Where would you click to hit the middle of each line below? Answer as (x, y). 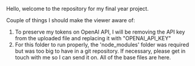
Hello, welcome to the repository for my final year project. (77, 9)
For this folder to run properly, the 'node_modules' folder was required (102, 45)
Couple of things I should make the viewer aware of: (71, 20)
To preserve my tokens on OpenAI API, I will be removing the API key (100, 32)
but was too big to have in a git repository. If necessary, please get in (100, 51)
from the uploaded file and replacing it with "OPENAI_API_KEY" (93, 38)
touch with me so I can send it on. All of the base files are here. (93, 57)
